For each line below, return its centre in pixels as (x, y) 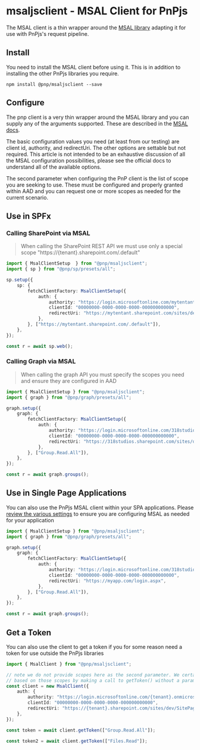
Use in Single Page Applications (66, 493)
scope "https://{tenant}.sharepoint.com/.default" (80, 253)
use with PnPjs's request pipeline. (48, 33)
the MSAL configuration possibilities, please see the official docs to (89, 160)
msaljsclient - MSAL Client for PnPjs (97, 11)
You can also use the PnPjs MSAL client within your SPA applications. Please (100, 507)
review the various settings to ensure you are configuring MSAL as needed (98, 514)
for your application (30, 520)
